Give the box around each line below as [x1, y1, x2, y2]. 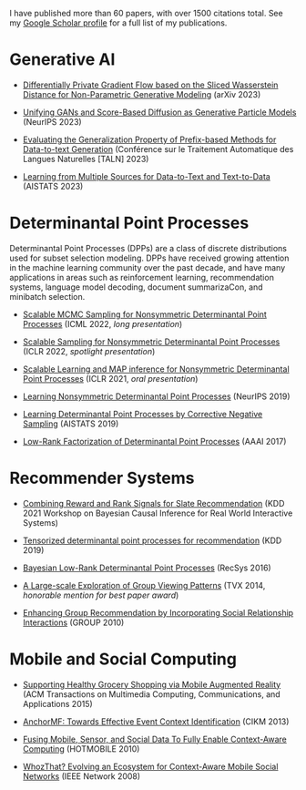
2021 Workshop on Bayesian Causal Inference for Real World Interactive [22, 508, 293, 518]
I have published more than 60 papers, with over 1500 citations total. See [9, 8, 284, 18]
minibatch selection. [9, 291, 86, 302]
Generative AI [9, 49, 116, 70]
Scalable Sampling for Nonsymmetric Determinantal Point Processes [22, 336, 280, 347]
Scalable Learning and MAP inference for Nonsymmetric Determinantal [22, 364, 290, 374]
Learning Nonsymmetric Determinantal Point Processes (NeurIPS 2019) [22, 391, 291, 402]
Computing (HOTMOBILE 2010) [22, 743, 140, 754]
